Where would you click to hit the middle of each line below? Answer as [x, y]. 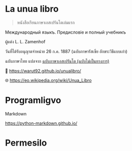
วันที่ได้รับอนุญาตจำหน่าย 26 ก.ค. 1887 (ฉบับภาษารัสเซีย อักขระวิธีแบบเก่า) [66, 51]
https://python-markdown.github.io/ [41, 123]
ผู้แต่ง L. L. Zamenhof [25, 41]
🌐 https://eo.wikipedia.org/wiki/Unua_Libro [48, 80]
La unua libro [32, 9]
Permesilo [26, 143]
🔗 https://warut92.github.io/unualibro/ [43, 71]
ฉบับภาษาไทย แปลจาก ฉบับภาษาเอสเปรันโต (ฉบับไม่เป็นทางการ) [57, 61]
